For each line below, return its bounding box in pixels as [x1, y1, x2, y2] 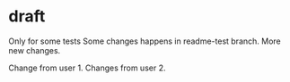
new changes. [8, 45, 61, 55]
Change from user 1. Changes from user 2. [8, 62, 166, 73]
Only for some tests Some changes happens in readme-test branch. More [8, 36, 282, 46]
